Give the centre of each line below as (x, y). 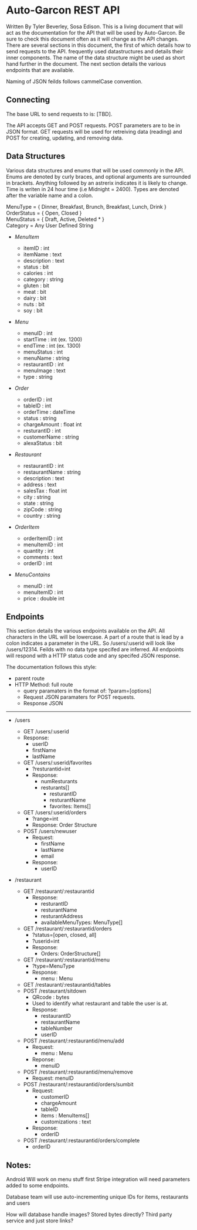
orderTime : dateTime (49, 412)
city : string (37, 497)
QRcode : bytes (51, 997)
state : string (38, 503)
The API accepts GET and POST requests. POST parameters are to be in (93, 125)
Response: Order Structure (64, 825)
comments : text (43, 557)
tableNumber (57, 1028)
